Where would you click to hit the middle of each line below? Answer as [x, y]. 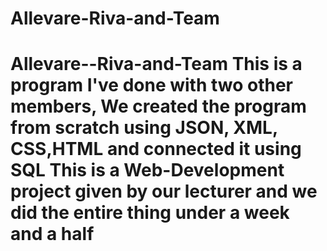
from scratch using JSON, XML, [144, 128]
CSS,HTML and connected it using [156, 149]
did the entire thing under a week [150, 213]
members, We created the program [158, 106]
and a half [52, 234]
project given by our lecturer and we [164, 191]
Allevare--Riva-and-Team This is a [156, 64]
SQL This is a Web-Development [147, 170]
